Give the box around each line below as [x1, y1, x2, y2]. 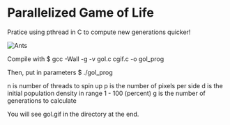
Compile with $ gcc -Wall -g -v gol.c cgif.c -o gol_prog [7, 54, 164, 63]
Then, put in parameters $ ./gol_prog [7, 68, 113, 76]
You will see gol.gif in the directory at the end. [7, 110, 139, 118]
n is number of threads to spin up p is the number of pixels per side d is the [7, 81, 223, 90]
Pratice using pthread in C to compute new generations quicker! [7, 28, 191, 36]
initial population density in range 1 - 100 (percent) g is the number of [7, 89, 206, 97]
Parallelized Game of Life [7, 5, 155, 21]
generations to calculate [7, 96, 77, 105]
